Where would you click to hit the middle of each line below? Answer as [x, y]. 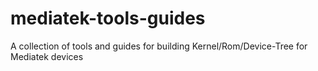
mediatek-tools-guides [108, 18]
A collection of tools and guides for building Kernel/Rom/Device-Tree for [159, 46]
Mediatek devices [47, 56]
